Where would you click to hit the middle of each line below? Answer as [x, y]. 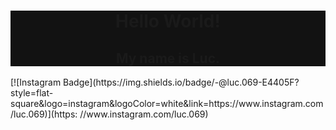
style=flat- [32, 93]
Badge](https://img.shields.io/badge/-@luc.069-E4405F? [181, 82]
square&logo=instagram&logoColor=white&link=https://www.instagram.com [167, 103]
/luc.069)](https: [44, 114]
